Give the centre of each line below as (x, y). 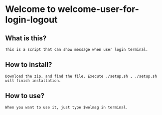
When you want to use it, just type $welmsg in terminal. (67, 107)
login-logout (31, 20)
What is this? (26, 38)
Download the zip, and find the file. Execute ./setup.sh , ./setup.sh (81, 76)
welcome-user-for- (98, 9)
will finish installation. (33, 81)
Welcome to (30, 9)
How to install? (29, 65)
